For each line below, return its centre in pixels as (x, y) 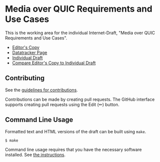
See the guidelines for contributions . (42, 90)
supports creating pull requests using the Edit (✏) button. (62, 104)
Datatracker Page (30, 53)
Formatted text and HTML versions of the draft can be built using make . (76, 131)
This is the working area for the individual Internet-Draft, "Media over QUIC (80, 33)
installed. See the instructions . (35, 155)
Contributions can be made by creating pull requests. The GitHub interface (80, 99)
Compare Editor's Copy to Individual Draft (54, 63)
